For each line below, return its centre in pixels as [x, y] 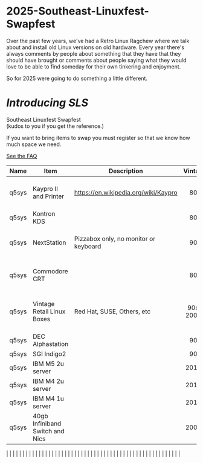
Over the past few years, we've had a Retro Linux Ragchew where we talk [98, 41]
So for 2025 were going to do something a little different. [77, 78]
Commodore [50, 271]
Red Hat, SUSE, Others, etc [113, 311]
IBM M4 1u [49, 398]
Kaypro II [46, 188]
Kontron [44, 213]
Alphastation [51, 344]
